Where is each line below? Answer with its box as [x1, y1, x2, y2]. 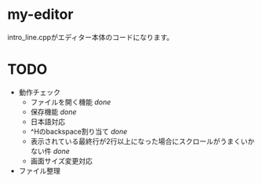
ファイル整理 [18, 166, 60, 175]
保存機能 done [30, 107, 77, 116]
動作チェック [18, 87, 60, 97]
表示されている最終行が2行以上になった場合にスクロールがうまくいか [30, 136, 255, 146]
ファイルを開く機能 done [30, 97, 111, 107]
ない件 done [30, 146, 70, 156]
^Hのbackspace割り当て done [30, 126, 128, 136]
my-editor [7, 5, 74, 24]
